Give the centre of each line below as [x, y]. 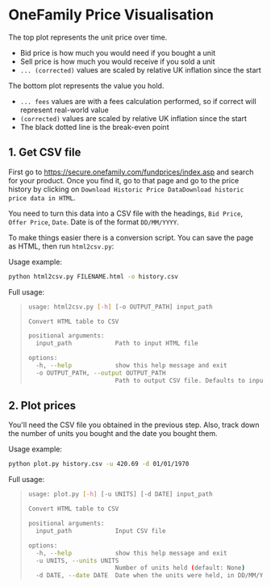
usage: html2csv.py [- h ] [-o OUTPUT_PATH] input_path [120, 307]
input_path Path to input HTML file [117, 344]
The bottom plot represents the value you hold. [86, 86]
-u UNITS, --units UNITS [77, 560]
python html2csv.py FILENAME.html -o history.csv [94, 276]
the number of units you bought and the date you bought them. [113, 434]
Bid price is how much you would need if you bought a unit [118, 52]
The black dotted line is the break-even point [94, 127]
